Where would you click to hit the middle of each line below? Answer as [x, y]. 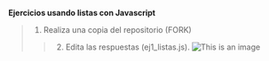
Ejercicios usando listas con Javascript [82, 13]
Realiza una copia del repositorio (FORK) [117, 30]
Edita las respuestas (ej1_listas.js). [127, 47]
